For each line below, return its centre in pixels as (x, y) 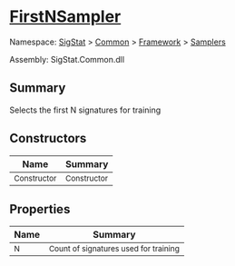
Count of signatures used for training (114, 249)
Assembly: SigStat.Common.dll (67, 59)
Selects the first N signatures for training (85, 110)
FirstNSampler (65, 17)
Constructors (48, 138)
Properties (40, 209)
